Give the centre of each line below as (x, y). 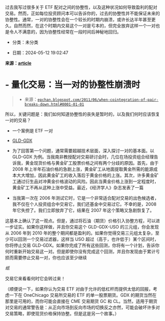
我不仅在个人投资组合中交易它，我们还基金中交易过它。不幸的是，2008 (84, 204)
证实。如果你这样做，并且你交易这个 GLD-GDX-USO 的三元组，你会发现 (86, 227)
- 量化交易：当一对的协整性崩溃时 (73, 85)
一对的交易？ (18, 120)
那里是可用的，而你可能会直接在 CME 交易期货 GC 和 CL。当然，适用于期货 (81, 301)
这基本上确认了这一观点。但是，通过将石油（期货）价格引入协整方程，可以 (80, 221)
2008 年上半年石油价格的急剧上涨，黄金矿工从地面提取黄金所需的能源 (83, 169)
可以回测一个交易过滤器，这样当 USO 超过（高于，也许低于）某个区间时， (84, 239)
